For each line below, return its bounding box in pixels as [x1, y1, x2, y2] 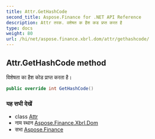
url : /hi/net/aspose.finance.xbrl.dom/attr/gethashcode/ [6, 36, 150, 42]
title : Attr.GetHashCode [6, 8, 67, 15]
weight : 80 [6, 31, 33, 37]
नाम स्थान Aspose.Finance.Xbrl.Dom [14, 119, 99, 126]
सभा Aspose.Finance [14, 125, 64, 133]
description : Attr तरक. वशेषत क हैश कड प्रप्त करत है [6, 20, 122, 25]
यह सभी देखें [6, 99, 33, 108]
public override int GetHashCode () [6, 85, 94, 92]
